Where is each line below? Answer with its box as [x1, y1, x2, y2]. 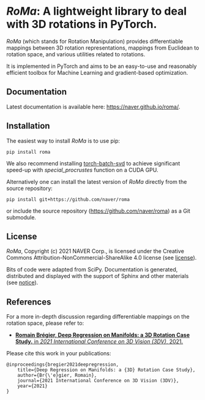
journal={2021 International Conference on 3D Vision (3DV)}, [17, 378, 179, 384]
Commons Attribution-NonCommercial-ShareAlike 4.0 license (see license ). [6, 254, 197, 262]
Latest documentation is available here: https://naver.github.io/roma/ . [6, 103, 181, 110]
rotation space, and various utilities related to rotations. [6, 50, 146, 58]
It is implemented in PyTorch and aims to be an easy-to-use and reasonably [6, 62, 197, 70]
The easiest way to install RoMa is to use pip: [6, 137, 121, 145]
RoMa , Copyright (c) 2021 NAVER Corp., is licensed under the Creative [6, 247, 185, 255]
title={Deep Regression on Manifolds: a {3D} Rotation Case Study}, [17, 367, 196, 373]
